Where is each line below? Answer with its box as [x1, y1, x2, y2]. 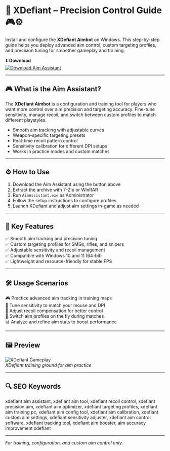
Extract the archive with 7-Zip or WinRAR [12, 186, 99, 193]
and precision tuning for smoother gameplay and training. [5, 47, 125, 53]
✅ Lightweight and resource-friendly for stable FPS [5, 258, 112, 265]
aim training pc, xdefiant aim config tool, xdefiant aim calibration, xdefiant [5, 409, 158, 415]
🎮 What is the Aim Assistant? [5, 85, 101, 93]
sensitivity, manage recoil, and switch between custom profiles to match [5, 111, 156, 118]
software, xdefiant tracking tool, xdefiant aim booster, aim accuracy [5, 420, 146, 426]
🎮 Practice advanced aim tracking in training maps [5, 295, 112, 301]
